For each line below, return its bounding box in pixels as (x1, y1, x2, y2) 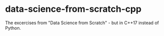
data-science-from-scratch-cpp (5, 3, 142, 15)
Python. (5, 25, 21, 31)
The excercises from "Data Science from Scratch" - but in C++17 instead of (5, 20, 160, 26)
